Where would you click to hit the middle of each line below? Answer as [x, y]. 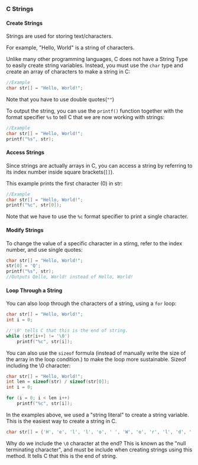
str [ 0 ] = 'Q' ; [24, 266]
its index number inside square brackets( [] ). [60, 172]
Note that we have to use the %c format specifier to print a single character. [97, 217]
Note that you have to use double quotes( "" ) [60, 99]
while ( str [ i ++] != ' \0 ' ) [38, 336]
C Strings [20, 9]
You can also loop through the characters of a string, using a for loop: [91, 303]
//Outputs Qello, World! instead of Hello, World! [70, 277]
